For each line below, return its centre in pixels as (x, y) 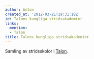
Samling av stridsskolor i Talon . (37, 51)
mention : (18, 28)
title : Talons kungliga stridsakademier (47, 37)
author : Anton (20, 10)
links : (12, 23)
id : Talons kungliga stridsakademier (44, 19)
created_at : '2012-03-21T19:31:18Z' (43, 14)
